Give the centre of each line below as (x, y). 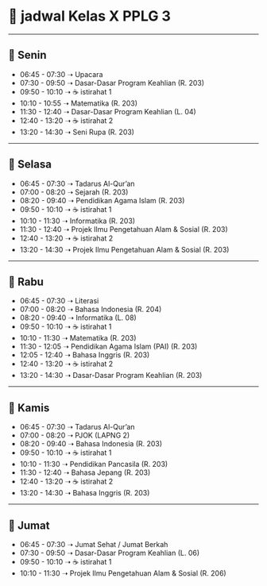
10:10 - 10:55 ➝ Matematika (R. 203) (78, 103)
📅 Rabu (26, 281)
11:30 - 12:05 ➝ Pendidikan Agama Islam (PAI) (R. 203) (108, 347)
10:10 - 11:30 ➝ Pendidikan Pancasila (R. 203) (94, 465)
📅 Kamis (29, 408)
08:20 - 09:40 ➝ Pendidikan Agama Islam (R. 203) (102, 200)
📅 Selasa (30, 165)
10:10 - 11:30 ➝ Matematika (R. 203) (78, 338)
